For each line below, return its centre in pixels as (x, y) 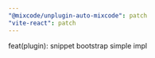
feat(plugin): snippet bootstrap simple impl (78, 45)
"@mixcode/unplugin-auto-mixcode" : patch (78, 15)
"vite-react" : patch (43, 23)
